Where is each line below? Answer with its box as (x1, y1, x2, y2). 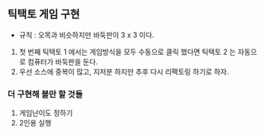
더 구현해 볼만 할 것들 (7, 88, 83, 99)
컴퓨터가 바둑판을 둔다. (27, 56, 99, 66)
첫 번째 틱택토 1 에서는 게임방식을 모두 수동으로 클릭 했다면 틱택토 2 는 (18, 47, 236, 56)
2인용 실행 (18, 118, 52, 128)
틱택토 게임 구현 (7, 7, 80, 21)
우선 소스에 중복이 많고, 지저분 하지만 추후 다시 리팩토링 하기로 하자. (18, 67, 229, 76)
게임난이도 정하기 (18, 108, 73, 118)
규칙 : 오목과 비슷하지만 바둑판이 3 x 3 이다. (18, 30, 154, 40)
